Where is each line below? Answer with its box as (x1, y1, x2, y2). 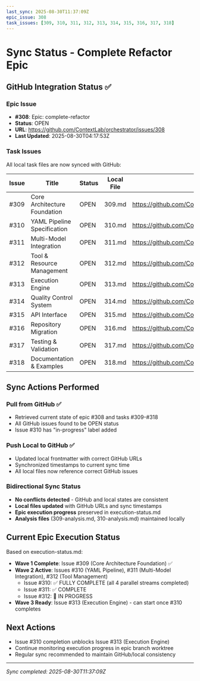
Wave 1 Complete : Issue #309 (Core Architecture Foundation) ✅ (14, 559, 173, 567)
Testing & (30, 337, 57, 346)
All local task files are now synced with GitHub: (6, 161, 121, 168)
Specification (30, 224, 68, 233)
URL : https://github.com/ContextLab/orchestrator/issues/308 (14, 126, 165, 133)
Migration (30, 328, 58, 336)
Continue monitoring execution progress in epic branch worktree (14, 645, 174, 652)
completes (14, 605, 41, 612)
